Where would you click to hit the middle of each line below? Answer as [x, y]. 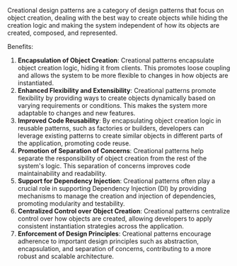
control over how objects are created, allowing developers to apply [115, 218]
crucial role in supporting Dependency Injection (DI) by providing [112, 188]
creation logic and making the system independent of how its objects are [114, 25]
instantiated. [36, 83]
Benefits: [21, 46]
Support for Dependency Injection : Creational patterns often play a [116, 181]
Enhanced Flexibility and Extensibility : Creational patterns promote [117, 90]
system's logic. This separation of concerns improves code [104, 166]
